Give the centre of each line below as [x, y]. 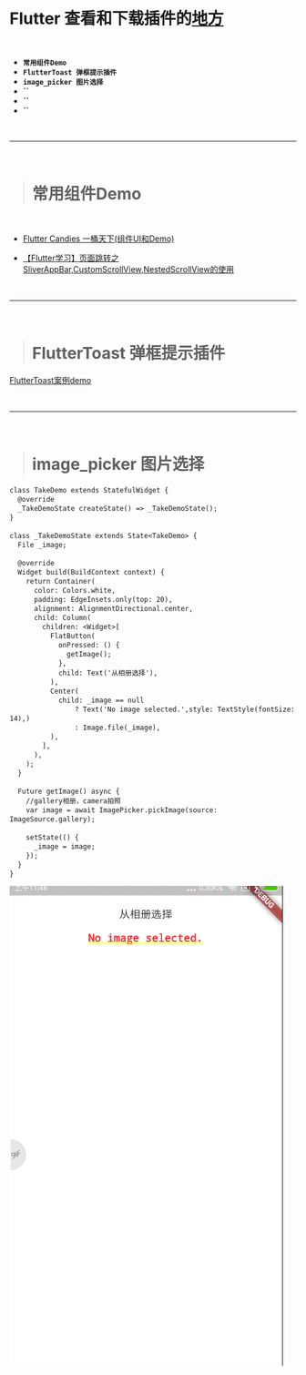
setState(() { [52, 837]
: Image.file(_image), [117, 728]
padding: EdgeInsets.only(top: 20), [103, 599]
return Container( [61, 581]
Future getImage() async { [69, 791]
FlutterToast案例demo [51, 380]
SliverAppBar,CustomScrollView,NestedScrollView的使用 [128, 269]
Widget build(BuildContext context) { [92, 572]
